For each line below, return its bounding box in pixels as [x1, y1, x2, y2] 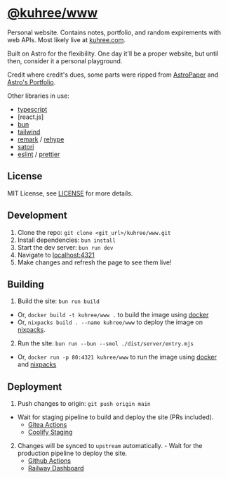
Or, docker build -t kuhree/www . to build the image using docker [17, 311, 209, 319]
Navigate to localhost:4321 [17, 250, 95, 259]
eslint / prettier [17, 150, 60, 158]
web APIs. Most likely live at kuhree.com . [7, 35, 126, 44]
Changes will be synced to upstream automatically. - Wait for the [17, 442, 203, 450]
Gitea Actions [27, 421, 67, 429]
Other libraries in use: [7, 91, 70, 100]
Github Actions [27, 456, 72, 465]
